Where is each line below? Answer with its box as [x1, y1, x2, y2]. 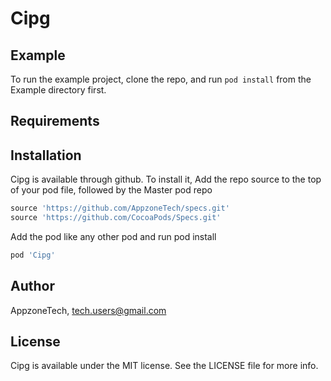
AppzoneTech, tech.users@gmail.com [10, 304, 167, 316]
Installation [10, 147, 82, 164]
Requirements [10, 113, 100, 130]
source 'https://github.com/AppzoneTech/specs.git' [10, 203, 230, 214]
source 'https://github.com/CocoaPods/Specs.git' [10, 213, 222, 223]
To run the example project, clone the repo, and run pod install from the [10, 73, 312, 85]
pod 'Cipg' [10, 250, 56, 260]
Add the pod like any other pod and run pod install [10, 230, 217, 242]
